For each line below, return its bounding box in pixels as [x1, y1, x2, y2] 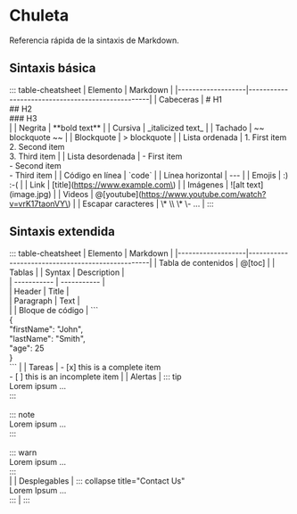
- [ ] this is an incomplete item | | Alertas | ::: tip [9, 371, 182, 382]
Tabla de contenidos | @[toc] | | [159, 257, 276, 268]
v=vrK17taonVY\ [9, 198, 69, 209]
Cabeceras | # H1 [159, 94, 223, 104]
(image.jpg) [9, 188, 52, 199]
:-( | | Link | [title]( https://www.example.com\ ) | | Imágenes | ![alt [9, 179, 245, 190]
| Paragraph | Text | [9, 295, 80, 306]
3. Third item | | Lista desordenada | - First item [9, 151, 183, 162]
